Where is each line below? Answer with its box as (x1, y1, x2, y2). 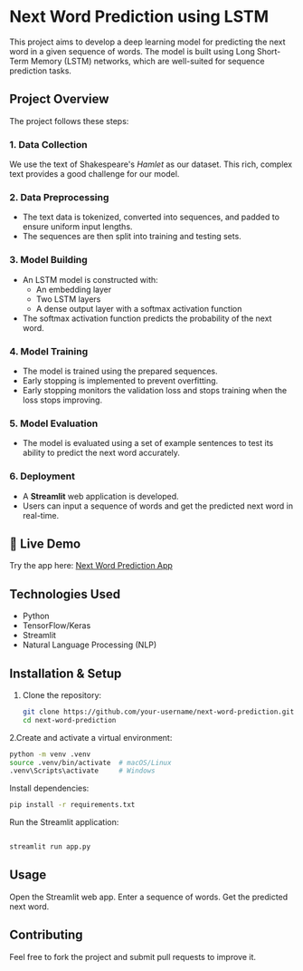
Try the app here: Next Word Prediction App (9, 560, 174, 571)
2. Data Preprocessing (9, 190, 109, 203)
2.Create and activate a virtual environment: (9, 732, 173, 743)
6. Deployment (9, 470, 75, 482)
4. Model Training (9, 345, 89, 357)
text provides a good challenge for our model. (9, 169, 180, 180)
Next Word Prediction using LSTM (9, 6, 270, 27)
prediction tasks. (9, 65, 72, 76)
